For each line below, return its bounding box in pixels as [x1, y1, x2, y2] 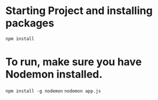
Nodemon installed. [5, 68, 103, 81]
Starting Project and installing [5, 4, 153, 18]
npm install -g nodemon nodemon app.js [5, 88, 101, 94]
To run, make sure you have [5, 56, 142, 68]
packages [5, 16, 55, 30]
